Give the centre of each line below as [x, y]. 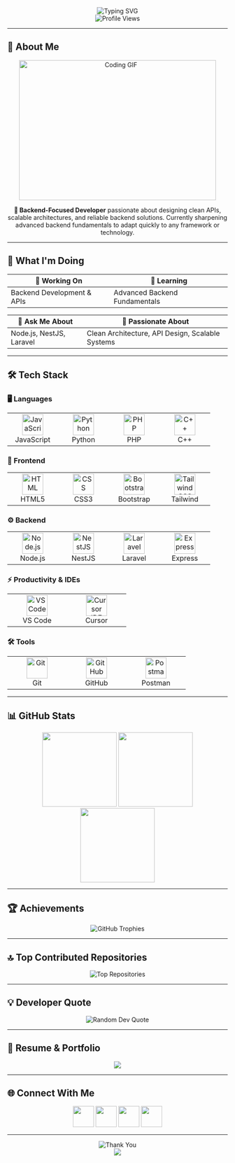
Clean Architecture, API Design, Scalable [153, 333]
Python [84, 440]
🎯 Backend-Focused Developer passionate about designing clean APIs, [117, 210]
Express [185, 558]
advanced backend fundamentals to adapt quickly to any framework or [117, 225]
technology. [117, 232]
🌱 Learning [169, 281]
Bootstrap [134, 499]
